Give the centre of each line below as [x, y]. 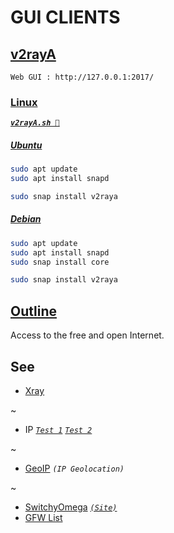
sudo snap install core [60, 262]
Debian [26, 219]
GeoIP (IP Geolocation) [74, 468]
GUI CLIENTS [65, 17]
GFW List [43, 517]
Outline [33, 311]
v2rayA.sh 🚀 [35, 123]
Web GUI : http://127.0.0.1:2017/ [82, 77]
